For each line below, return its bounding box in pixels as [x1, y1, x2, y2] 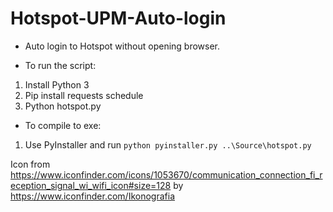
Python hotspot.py [24, 100, 102, 112]
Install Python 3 [24, 78, 90, 91]
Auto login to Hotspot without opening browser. [24, 40, 221, 52]
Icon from [10, 158, 51, 170]
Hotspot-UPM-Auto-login [10, 7, 227, 30]
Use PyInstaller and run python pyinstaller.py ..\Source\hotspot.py [24, 138, 312, 151]
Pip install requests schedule [24, 89, 144, 101]
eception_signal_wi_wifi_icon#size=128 [10, 179, 172, 191]
